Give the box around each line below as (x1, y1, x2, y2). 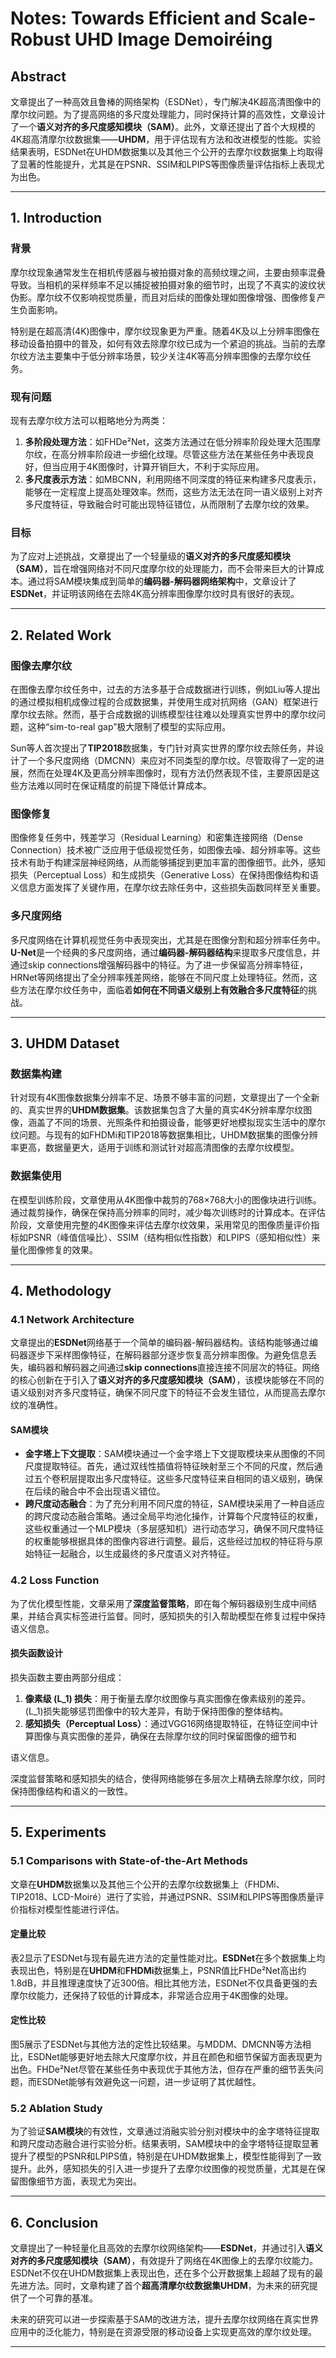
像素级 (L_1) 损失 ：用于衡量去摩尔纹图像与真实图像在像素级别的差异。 (24, 1692, 312, 1704)
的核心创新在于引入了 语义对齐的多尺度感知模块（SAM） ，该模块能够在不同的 (10, 1374, 325, 1386)
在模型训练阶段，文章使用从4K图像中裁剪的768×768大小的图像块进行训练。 (10, 1193, 322, 1206)
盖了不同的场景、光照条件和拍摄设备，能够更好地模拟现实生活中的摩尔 (36, 1117, 326, 1129)
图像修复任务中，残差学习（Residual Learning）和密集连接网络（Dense (10, 832, 303, 844)
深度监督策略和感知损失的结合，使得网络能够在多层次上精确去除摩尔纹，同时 (10, 1772, 326, 1784)
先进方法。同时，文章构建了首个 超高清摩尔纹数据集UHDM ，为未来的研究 (10, 2280, 310, 2292)
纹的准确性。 (10, 1399, 63, 1411)
